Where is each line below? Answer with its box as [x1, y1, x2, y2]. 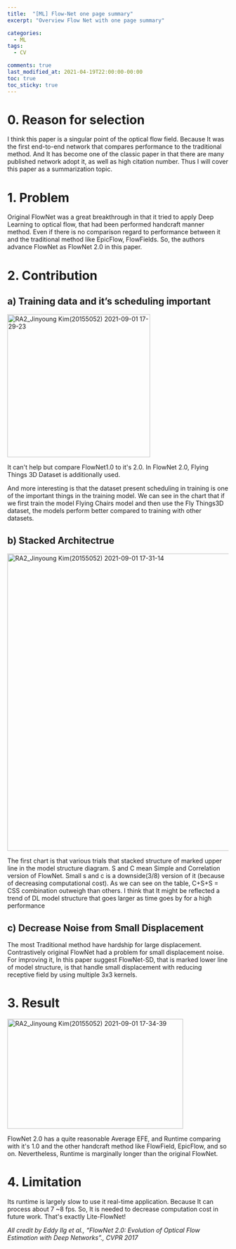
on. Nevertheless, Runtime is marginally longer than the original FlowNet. [7, 1149, 218, 1158]
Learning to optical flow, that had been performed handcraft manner [7, 220, 205, 229]
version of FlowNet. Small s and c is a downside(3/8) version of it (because [7, 872, 225, 880]
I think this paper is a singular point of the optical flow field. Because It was [7, 135, 225, 144]
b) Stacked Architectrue [7, 534, 114, 546]
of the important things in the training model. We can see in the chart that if [7, 492, 225, 500]
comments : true [7, 62, 52, 69]
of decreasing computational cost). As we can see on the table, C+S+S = [7, 879, 219, 887]
